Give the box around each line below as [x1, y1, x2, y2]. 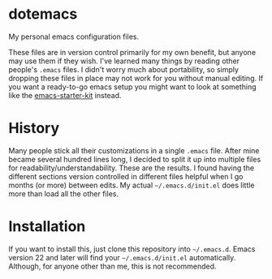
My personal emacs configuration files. [8, 32, 140, 41]
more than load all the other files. [8, 188, 119, 199]
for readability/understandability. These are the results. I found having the [8, 163, 254, 173]
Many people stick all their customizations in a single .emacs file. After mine [8, 145, 260, 155]
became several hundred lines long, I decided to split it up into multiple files [8, 154, 261, 164]
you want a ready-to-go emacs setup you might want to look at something [8, 82, 257, 92]
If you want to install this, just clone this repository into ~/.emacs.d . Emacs [8, 244, 256, 254]
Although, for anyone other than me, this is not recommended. [8, 261, 217, 271]
